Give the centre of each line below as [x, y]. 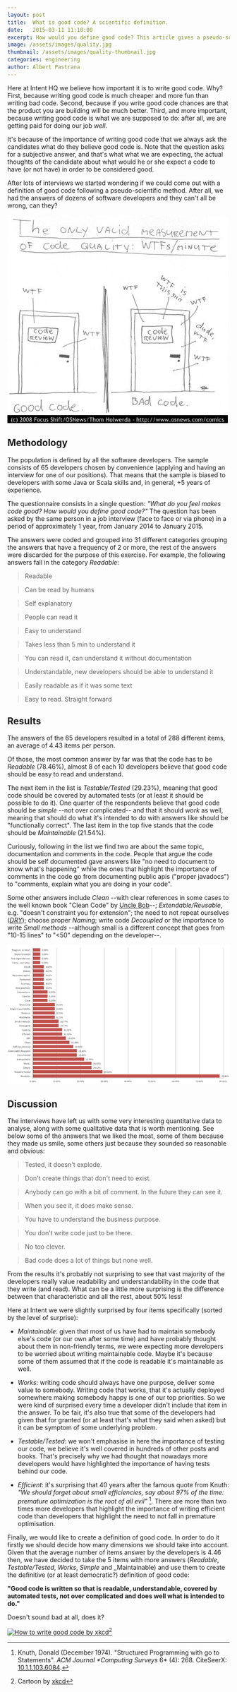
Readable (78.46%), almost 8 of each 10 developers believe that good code [117, 767]
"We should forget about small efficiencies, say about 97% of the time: [121, 1492]
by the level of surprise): [43, 1318]
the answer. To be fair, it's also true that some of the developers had [117, 1412]
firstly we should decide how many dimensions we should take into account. [118, 1544]
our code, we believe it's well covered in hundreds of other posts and [118, 1449]
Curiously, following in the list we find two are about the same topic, [106, 846]
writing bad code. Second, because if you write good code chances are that [118, 103]
